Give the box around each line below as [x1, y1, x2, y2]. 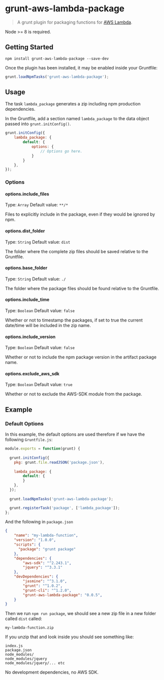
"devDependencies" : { [14, 574, 58, 579]
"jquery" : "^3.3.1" [23, 565, 63, 570]
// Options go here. [40, 149, 83, 154]
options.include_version [5, 333, 56, 340]
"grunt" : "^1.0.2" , [23, 583, 63, 588]
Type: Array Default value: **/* [5, 202, 68, 208]
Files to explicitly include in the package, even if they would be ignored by [5, 211, 155, 217]
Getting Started [5, 43, 54, 52]
